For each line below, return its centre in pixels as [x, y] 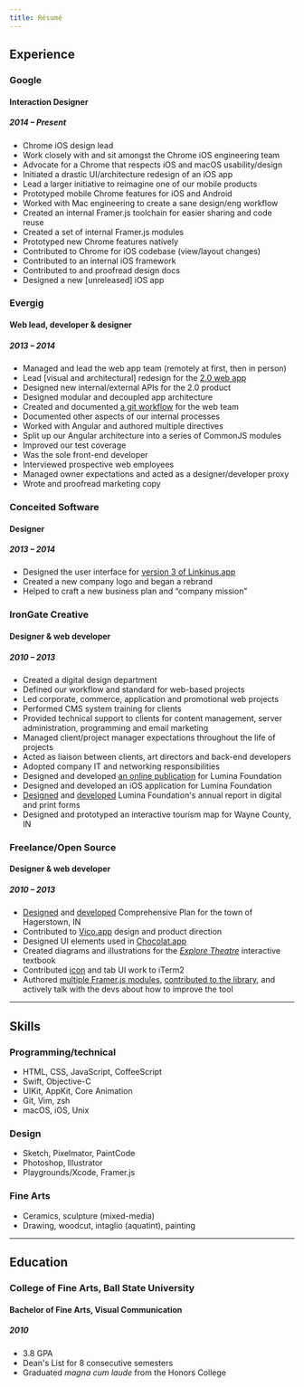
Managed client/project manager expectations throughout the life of [149, 737]
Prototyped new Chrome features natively [100, 242]
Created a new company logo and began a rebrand [118, 582]
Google [26, 80]
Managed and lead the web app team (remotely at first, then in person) [154, 368]
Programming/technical [63, 1052]
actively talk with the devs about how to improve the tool [128, 989]
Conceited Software [54, 507]
